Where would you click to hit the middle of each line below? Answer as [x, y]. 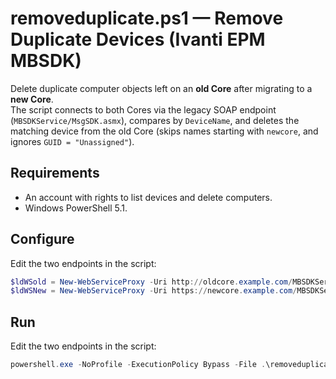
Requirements [55, 173]
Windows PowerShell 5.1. [76, 208]
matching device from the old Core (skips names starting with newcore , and [164, 131]
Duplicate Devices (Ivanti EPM [138, 39]
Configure [42, 239]
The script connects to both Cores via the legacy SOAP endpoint [143, 109]
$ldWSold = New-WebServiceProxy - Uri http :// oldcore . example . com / [151, 282]
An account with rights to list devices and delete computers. [148, 197]
